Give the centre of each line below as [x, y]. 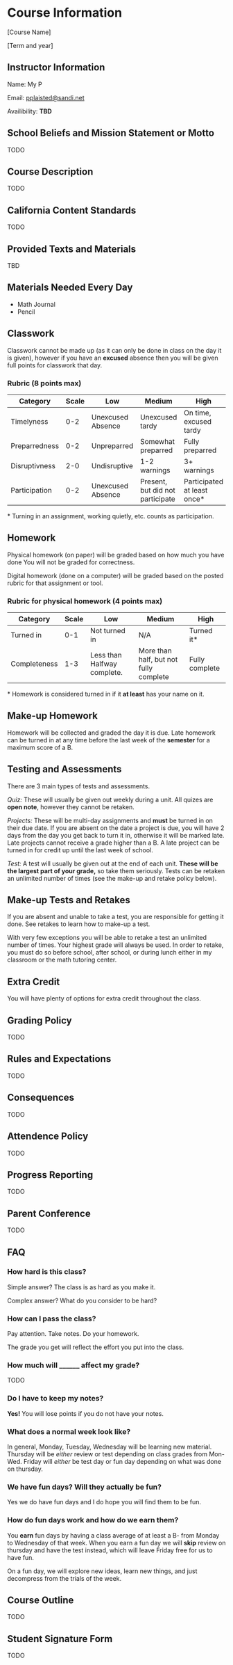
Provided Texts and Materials [72, 249]
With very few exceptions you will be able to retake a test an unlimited [107, 938]
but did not [157, 490]
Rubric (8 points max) [44, 383]
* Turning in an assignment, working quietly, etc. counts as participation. [111, 516]
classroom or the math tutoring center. [62, 960]
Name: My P [25, 84]
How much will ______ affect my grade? [74, 1365]
